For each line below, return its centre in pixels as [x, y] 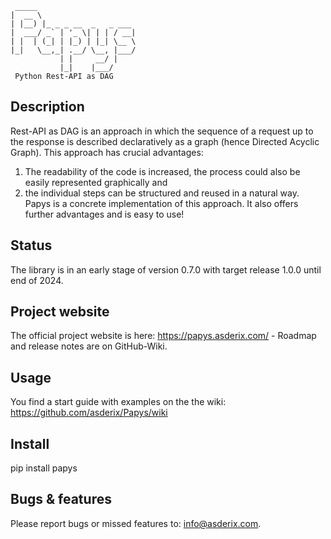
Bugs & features [61, 499]
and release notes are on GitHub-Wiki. [89, 346]
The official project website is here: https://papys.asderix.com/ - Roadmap [163, 336]
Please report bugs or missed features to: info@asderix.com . [136, 523]
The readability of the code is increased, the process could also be [162, 171]
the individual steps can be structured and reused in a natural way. [162, 193]
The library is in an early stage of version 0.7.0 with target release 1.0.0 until [166, 269]
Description [47, 107]
